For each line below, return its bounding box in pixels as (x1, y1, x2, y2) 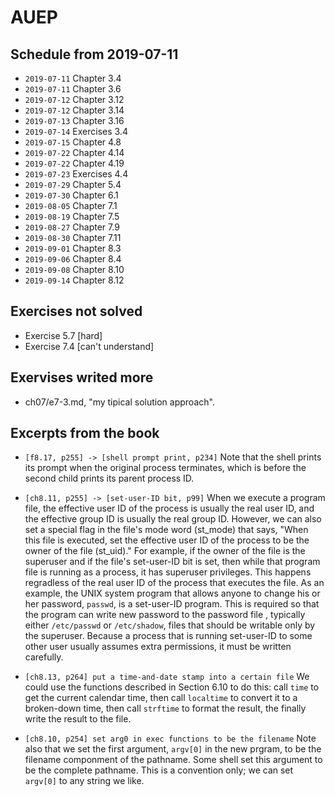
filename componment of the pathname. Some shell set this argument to (24, 754, 323, 766)
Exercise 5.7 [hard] (24, 329, 103, 341)
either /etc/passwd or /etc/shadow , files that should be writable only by (24, 619, 316, 631)
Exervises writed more (10, 369, 154, 386)
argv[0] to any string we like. (24, 775, 145, 787)
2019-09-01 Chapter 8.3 (24, 242, 122, 254)
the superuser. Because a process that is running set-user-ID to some (24, 630, 313, 642)
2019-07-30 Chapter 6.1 (24, 189, 119, 201)
